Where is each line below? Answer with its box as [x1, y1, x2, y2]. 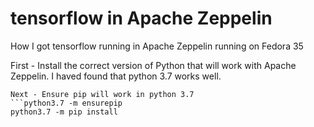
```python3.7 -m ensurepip [10, 98, 123, 108]
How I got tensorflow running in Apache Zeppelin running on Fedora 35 [10, 40, 304, 52]
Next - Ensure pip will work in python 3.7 [10, 89, 195, 99]
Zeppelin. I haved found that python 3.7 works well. [10, 70, 222, 82]
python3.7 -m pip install [10, 107, 118, 117]
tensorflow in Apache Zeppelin [10, 7, 273, 30]
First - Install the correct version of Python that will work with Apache [10, 59, 297, 71]
